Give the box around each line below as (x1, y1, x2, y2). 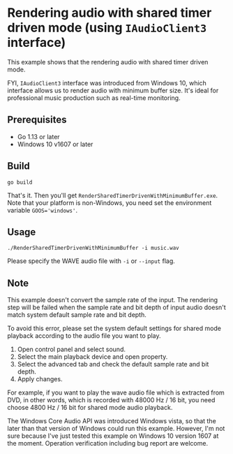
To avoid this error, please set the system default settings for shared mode (7, 324, 222, 333)
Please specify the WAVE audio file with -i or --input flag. (7, 257, 176, 265)
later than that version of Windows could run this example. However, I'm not (7, 425, 225, 433)
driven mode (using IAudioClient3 (7, 20, 207, 36)
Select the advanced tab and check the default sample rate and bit (17, 360, 209, 369)
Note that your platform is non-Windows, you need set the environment (7, 198, 212, 207)
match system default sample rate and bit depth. (7, 311, 146, 319)
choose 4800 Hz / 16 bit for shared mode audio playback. (7, 404, 173, 412)
